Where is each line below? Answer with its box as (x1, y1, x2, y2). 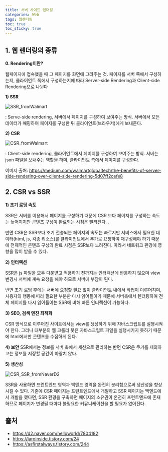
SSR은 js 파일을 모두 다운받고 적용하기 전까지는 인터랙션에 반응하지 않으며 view (5, 270, 160, 276)
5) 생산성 (5, 361, 23, 367)
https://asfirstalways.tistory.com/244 (12, 441, 89, 447)
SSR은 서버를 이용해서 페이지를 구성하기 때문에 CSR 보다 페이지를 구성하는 (5, 212, 151, 218)
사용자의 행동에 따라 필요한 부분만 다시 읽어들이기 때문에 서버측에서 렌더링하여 (5, 293, 158, 299)
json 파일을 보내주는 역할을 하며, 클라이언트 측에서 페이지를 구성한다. (5, 157, 139, 163)
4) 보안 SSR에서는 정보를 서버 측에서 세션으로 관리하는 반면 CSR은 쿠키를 (5, 344, 149, 350)
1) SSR (5, 94, 19, 100)
